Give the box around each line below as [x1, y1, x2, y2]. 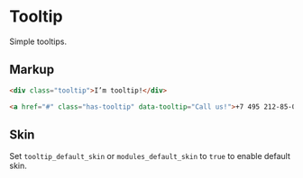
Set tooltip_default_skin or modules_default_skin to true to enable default [9, 151, 291, 162]
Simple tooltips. [9, 36, 68, 47]
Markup [9, 62, 55, 77]
